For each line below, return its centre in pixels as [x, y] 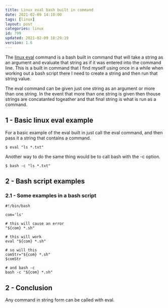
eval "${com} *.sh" [26, 241]
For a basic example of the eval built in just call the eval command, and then [84, 132]
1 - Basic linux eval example [49, 120]
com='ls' [14, 215]
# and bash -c [20, 268]
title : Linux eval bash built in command [49, 10]
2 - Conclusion [29, 288]
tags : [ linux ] [20, 19]
